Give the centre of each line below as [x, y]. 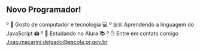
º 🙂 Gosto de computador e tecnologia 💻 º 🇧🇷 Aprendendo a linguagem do [100, 24]
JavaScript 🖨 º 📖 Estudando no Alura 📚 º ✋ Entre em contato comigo [92, 33]
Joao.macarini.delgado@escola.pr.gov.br [57, 42]
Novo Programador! [44, 10]
